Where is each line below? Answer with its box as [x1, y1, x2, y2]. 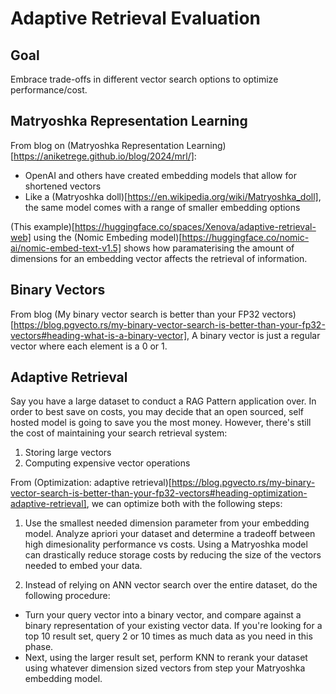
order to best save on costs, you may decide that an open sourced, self [10, 406, 305, 418]
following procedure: [24, 590, 111, 602]
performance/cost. [10, 84, 88, 96]
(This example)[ [10, 220, 75, 232]
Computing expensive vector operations [24, 457, 191, 469]
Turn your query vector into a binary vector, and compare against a [24, 609, 302, 621]
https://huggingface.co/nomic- [181, 231, 310, 243]
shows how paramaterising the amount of [123, 242, 295, 254]
